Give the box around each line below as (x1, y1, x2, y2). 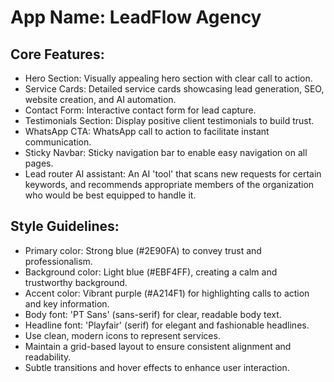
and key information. (24, 297, 110, 310)
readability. (24, 351, 72, 363)
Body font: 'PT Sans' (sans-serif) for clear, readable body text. (24, 308, 282, 320)
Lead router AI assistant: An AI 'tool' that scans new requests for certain (24, 168, 322, 180)
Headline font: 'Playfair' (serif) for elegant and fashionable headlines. (24, 319, 310, 331)
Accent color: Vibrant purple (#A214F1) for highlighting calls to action (24, 287, 310, 299)
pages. (24, 157, 54, 169)
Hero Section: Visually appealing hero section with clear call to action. (24, 72, 313, 84)
